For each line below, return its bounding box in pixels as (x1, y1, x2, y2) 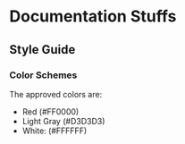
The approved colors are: (9, 89, 103, 99)
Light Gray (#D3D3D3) (21, 115, 105, 126)
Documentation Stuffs (9, 6, 177, 27)
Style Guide (9, 42, 76, 57)
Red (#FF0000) (21, 106, 80, 117)
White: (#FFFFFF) (21, 125, 88, 136)
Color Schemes (9, 69, 78, 81)
